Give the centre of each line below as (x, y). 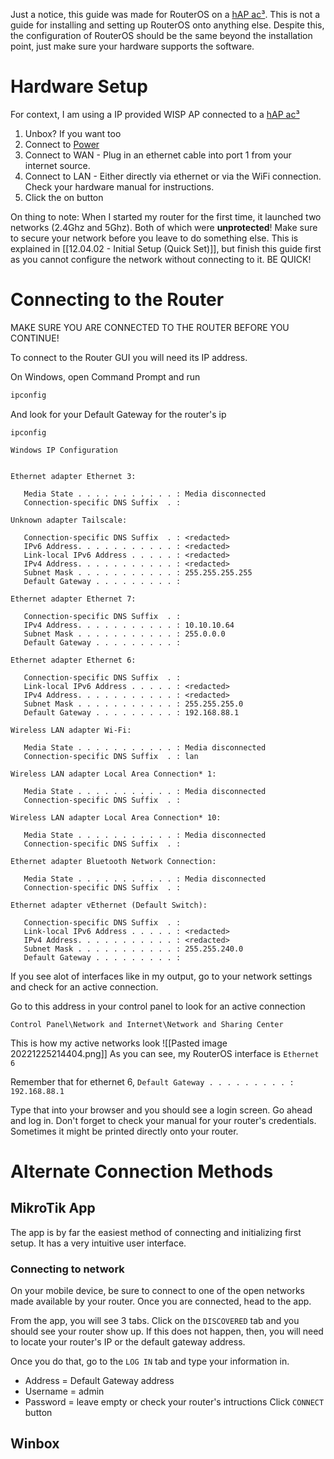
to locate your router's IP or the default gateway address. (128, 1342)
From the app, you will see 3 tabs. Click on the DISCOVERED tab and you (155, 1321)
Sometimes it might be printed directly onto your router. (124, 1131)
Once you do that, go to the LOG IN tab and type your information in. (150, 1361)
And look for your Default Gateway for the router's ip (118, 414)
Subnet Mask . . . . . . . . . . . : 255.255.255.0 (133, 704)
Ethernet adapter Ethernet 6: (73, 660)
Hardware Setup (79, 86)
